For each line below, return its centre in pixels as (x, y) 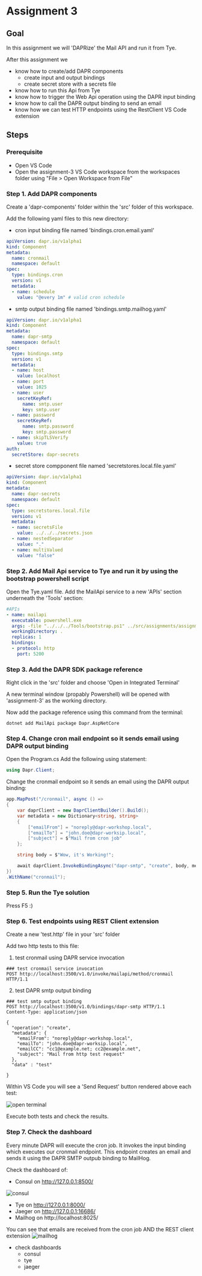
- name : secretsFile (37, 528)
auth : (13, 449)
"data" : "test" (32, 1065)
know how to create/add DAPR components (69, 71)
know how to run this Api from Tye (57, 90)
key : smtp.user (41, 409)
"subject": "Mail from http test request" (71, 1054)
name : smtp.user (42, 404)
